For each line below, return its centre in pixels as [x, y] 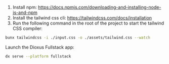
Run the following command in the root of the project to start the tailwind [88, 23]
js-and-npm [25, 12]
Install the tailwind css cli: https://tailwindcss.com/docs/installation [82, 18]
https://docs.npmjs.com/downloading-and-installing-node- [99, 7]
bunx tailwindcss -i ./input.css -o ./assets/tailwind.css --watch [78, 37]
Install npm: [25, 7]
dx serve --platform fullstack [38, 56]
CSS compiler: [28, 28]
